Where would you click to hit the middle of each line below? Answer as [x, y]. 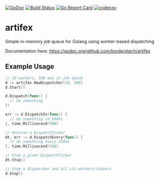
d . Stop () [14, 174]
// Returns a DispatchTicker [35, 132]
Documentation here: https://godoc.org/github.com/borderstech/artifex [78, 51]
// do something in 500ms [36, 119]
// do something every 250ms [40, 142]
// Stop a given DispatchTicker [38, 155]
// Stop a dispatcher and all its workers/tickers [58, 169]
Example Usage [30, 67]
